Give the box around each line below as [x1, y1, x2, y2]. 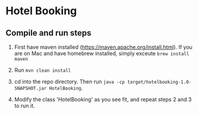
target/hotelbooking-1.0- [127, 79, 192, 85]
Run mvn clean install [14, 66, 71, 74]
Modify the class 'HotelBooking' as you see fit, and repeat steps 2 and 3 [14, 96, 192, 103]
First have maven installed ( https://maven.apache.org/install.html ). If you [14, 43, 193, 50]
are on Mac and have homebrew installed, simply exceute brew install [14, 50, 190, 57]
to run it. [14, 102, 35, 109]
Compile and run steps [5, 28, 92, 38]
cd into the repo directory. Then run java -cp [14, 78, 125, 85]
